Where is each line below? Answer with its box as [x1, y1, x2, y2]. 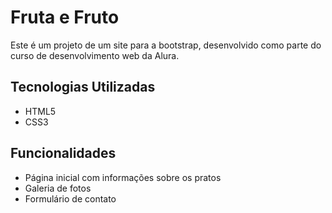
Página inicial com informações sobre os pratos [24, 171, 222, 183]
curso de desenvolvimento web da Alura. [10, 49, 180, 61]
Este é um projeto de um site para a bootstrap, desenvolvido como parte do [10, 39, 322, 51]
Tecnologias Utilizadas [10, 79, 156, 96]
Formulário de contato [24, 192, 117, 205]
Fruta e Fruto [10, 6, 120, 29]
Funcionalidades [10, 145, 117, 162]
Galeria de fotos [24, 182, 92, 194]
